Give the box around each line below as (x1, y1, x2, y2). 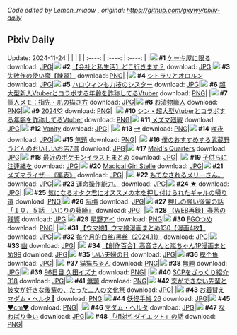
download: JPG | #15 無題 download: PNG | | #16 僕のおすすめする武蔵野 (7, 135, 230, 143)
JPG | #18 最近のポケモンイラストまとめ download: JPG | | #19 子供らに (7, 153, 228, 161)
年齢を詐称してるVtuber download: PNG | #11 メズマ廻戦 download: (13, 115, 216, 124)
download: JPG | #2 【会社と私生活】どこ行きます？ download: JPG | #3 (7, 62, 231, 71)
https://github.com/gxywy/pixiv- (126, 6, 221, 14)
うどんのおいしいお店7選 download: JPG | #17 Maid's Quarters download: (7, 144, 228, 153)
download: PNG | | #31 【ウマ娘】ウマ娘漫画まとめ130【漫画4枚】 (7, 223, 207, 232)
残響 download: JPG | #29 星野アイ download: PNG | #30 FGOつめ (7, 215, 213, 223)
